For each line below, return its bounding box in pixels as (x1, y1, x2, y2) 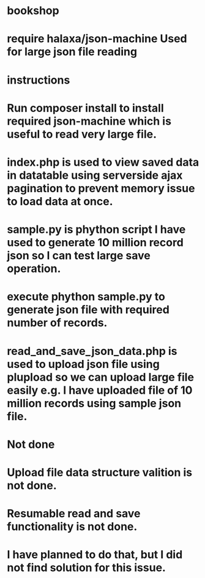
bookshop (7, 4, 60, 18)
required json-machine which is (7, 114, 172, 128)
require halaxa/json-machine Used (7, 32, 187, 46)
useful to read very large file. (7, 127, 157, 141)
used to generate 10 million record (7, 236, 184, 249)
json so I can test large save (7, 249, 151, 263)
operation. (7, 262, 61, 276)
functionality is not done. (7, 520, 138, 534)
